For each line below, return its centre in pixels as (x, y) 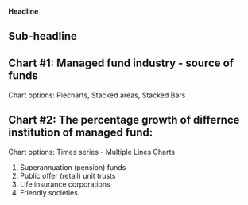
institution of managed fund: (81, 133)
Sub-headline (43, 36)
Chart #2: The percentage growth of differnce (124, 120)
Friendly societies (48, 192)
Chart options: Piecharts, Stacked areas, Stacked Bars (97, 95)
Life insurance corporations (65, 184)
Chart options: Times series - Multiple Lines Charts (92, 152)
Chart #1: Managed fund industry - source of (121, 63)
